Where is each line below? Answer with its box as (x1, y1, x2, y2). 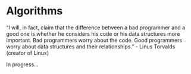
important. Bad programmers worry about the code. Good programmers (6, 36, 183, 44)
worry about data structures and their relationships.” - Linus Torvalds (6, 43, 176, 50)
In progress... (6, 61, 39, 68)
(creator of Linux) (6, 49, 49, 56)
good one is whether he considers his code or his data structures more (6, 30, 180, 37)
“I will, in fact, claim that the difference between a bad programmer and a (6, 24, 186, 31)
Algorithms (6, 4, 63, 18)
